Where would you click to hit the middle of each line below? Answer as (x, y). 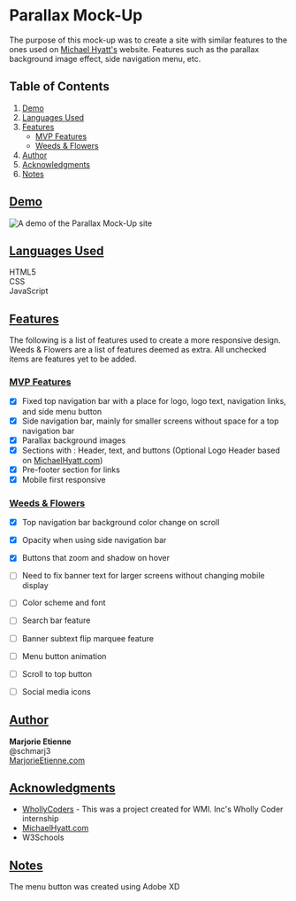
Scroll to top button (57, 673)
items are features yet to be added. (73, 359)
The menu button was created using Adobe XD (95, 887)
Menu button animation (64, 656)
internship (40, 819)
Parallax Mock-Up (76, 16)
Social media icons (56, 691)
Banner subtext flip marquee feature (88, 638)
